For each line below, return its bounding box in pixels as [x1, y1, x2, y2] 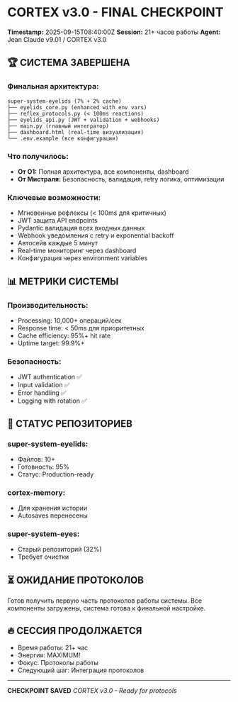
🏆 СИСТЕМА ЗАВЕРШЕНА [7, 57, 130, 69]
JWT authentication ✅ [17, 373, 83, 381]
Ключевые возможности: [7, 192, 101, 202]
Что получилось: [7, 151, 69, 161]
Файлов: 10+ [17, 455, 55, 463]
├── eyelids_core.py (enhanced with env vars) [7, 104, 147, 111]
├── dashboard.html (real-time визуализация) [7, 128, 144, 135]
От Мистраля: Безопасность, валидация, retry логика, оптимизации [17, 174, 225, 183]
